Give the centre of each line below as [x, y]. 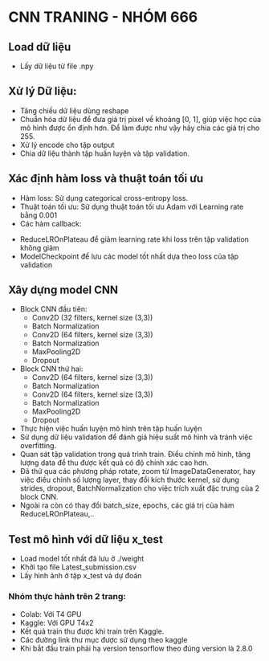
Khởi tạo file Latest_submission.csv [78, 567]
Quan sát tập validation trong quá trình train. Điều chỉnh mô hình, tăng [135, 455]
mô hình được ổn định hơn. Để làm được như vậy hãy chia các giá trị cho [140, 128]
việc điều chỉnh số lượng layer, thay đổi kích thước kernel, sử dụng [129, 480]
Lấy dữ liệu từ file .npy [57, 66]
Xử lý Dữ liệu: [43, 91]
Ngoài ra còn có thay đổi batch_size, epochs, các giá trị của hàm [127, 505]
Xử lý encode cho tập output [67, 145]
